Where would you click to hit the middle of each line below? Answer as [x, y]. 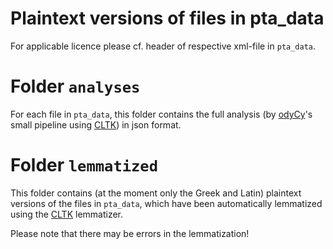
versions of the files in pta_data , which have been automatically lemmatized [166, 203]
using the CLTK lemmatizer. [67, 214]
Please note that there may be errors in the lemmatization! [130, 233]
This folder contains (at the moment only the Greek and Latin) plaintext [156, 193]
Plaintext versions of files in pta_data [167, 18]
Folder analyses [75, 86]
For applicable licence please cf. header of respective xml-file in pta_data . [163, 46]
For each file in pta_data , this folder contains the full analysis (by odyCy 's [161, 114]
